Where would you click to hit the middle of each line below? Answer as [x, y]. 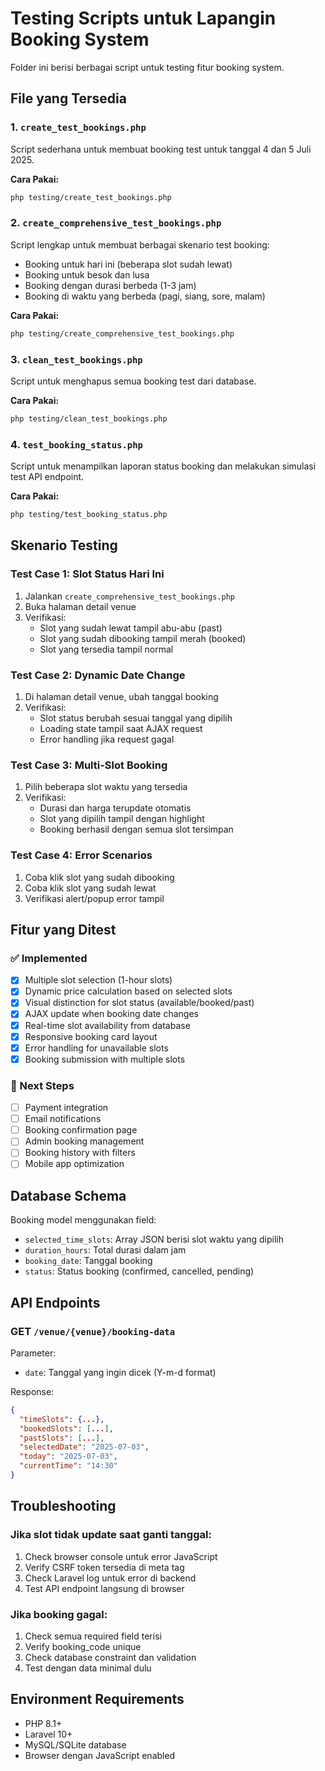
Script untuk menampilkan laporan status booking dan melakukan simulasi [163, 466]
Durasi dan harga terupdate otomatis [115, 808]
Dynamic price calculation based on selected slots [128, 991]
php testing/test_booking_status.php [89, 515]
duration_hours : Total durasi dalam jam [105, 1250]
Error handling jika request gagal [107, 739]
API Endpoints [55, 1302]
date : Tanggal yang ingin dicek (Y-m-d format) [120, 1372]
